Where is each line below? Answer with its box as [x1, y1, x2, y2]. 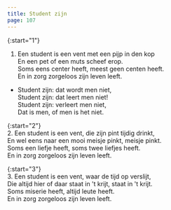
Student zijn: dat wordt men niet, [17, 85, 112, 94]
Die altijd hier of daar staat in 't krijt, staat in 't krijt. [7, 179, 153, 188]
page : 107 [7, 17, 36, 24]
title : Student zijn [7, 10, 68, 17]
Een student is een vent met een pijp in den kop [17, 50, 156, 58]
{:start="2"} [7, 121, 41, 129]
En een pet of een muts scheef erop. [17, 57, 123, 65]
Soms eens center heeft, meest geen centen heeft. [17, 64, 165, 73]
